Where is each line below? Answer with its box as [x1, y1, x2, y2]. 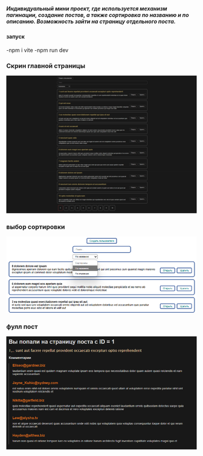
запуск [6, 33, 25, 40]
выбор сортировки [6, 223, 65, 231]
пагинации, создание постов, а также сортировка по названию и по [6, 11, 189, 18]
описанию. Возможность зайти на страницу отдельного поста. [6, 18, 176, 25]
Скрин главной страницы [6, 61, 86, 70]
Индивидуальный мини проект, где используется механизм [6, 5, 167, 12]
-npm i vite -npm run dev [6, 46, 69, 54]
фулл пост [6, 322, 38, 331]
